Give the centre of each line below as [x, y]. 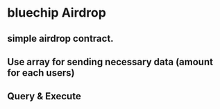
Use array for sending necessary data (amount [110, 61]
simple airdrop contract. [60, 39]
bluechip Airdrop [57, 13]
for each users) [41, 73]
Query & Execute [44, 96]
